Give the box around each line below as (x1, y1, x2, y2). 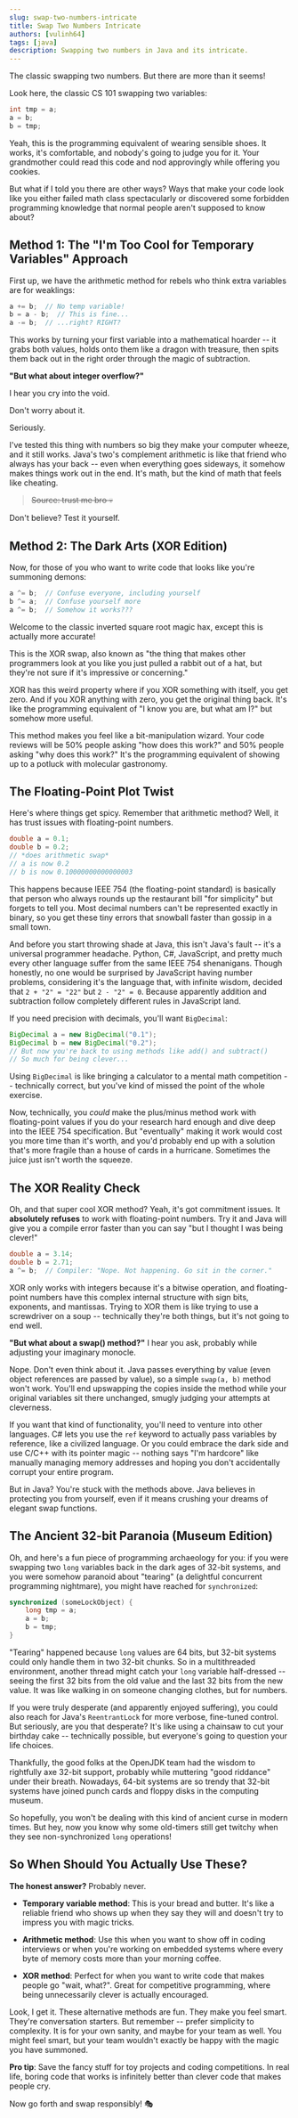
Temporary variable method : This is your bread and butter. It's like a (21, 1898, 275, 1909)
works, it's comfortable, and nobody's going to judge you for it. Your (9, 147, 260, 158)
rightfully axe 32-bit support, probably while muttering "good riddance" (9, 1766, 271, 1777)
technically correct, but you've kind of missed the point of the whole (14, 1080, 265, 1091)
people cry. (9, 2081, 51, 2091)
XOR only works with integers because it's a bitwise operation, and (9, 1282, 255, 1292)
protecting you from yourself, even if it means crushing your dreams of (9, 1493, 269, 1503)
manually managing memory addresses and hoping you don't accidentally (9, 1457, 280, 1468)
